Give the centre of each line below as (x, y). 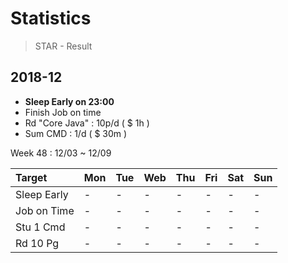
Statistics (51, 18)
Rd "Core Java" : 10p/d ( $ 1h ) (87, 123)
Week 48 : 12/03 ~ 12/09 (61, 153)
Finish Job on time (63, 112)
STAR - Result (63, 46)
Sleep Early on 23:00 (69, 101)
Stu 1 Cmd (40, 227)
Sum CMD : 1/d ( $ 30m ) (76, 133)
